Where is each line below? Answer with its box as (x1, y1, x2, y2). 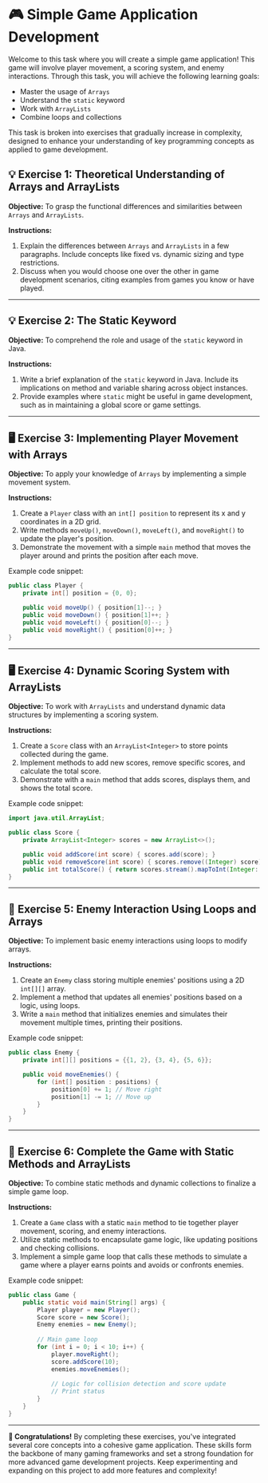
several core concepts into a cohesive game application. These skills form (8, 1440, 252, 1449)
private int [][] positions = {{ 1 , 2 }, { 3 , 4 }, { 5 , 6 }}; (22, 1056, 213, 1065)
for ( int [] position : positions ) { (37, 1078, 159, 1086)
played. (19, 283, 45, 293)
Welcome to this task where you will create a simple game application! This (8, 54, 255, 64)
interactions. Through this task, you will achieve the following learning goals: (8, 71, 260, 81)
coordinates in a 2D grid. (19, 517, 101, 527)
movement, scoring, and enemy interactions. (19, 1226, 167, 1236)
